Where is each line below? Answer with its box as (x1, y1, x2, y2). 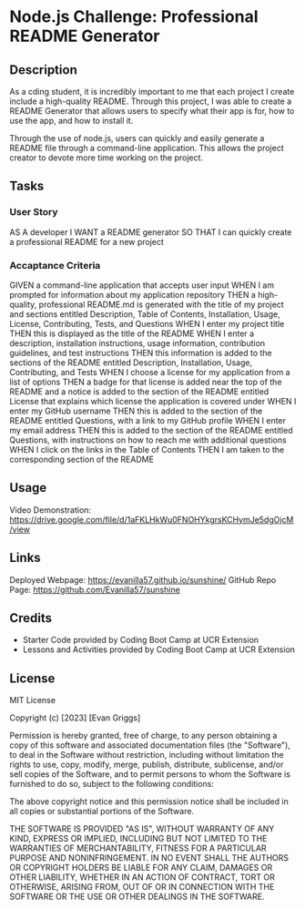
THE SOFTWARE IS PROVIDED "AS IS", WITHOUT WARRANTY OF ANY (9, 823, 275, 834)
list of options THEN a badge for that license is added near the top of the (9, 376, 282, 387)
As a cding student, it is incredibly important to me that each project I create (9, 87, 295, 97)
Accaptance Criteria (9, 259, 101, 271)
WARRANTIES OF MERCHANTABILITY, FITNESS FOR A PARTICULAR (9, 843, 267, 853)
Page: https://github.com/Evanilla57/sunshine (9, 584, 180, 595)
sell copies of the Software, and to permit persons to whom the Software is (9, 769, 291, 780)
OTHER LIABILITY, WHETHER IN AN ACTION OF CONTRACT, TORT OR (9, 872, 275, 883)
